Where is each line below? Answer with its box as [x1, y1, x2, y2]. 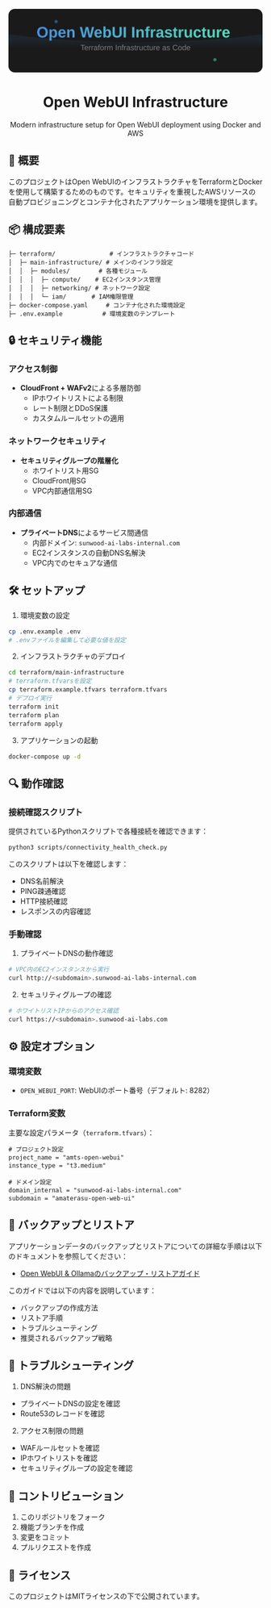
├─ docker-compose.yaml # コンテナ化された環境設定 [8, 301, 186, 309]
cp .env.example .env [8, 627, 81, 636]
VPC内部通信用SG [31, 486, 93, 495]
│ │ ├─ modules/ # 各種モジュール [8, 267, 148, 275]
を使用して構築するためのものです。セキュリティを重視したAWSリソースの [8, 186, 256, 196]
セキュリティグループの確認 [19, 990, 112, 1000]
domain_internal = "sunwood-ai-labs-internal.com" [8, 1186, 182, 1194]
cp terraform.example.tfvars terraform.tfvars [8, 686, 168, 694]
